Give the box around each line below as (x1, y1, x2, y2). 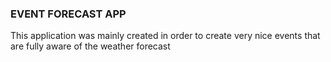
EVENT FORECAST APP (10, 7, 127, 21)
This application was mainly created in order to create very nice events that (10, 30, 321, 42)
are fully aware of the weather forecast (10, 40, 171, 52)
